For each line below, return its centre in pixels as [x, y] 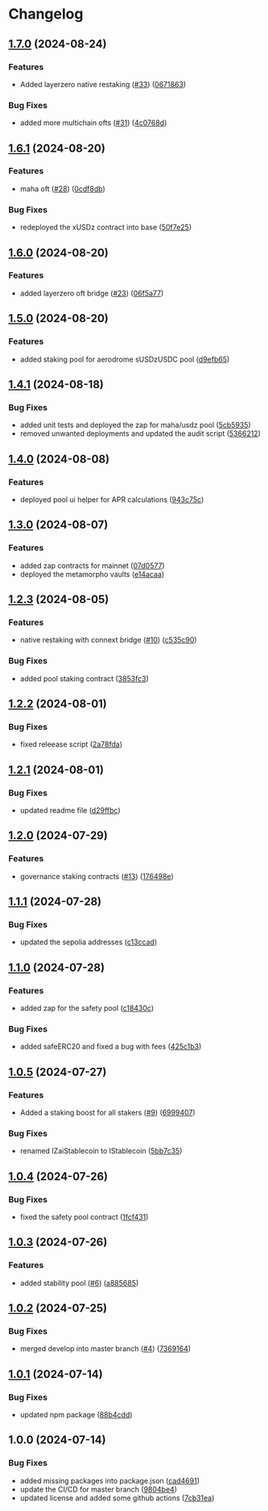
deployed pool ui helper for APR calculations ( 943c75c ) [112, 499]
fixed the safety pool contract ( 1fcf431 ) [84, 1216]
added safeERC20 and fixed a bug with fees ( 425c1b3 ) [111, 1047]
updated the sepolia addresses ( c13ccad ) [89, 942]
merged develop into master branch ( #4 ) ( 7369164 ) [105, 1349]
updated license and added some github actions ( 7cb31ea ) [117, 1497]
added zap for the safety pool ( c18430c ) [87, 1008]
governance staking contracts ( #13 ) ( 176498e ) [97, 876]
